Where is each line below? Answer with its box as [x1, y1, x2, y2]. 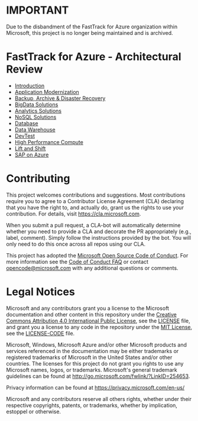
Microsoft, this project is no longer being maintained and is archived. [6, 29, 173, 36]
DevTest [14, 132, 35, 139]
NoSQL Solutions [14, 113, 57, 120]
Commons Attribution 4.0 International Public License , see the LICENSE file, [6, 317, 190, 324]
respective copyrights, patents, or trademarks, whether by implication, [6, 402, 177, 409]
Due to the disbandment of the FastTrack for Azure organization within [6, 23, 178, 30]
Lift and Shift [14, 145, 46, 152]
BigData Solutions [14, 101, 59, 108]
